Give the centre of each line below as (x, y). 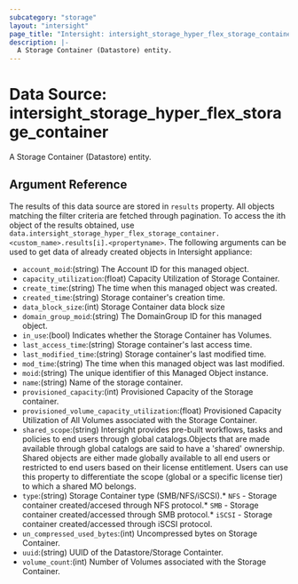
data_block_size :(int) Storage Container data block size (124, 307)
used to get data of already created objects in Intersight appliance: (131, 252)
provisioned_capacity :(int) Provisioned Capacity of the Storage (137, 391)
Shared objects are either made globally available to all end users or (146, 458)
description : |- (39, 42)
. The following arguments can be (225, 242)
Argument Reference (68, 184)
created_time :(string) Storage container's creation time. (124, 297)
